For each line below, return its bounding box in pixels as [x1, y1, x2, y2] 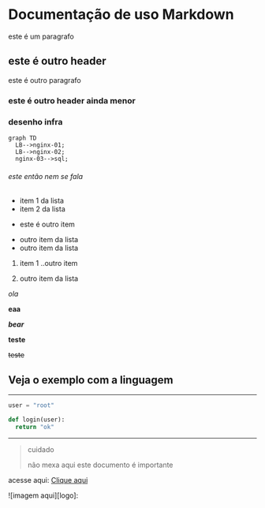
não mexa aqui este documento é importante [27, 460, 174, 469]
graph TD [8, 134, 37, 142]
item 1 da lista [19, 196, 65, 206]
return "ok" [15, 423, 55, 431]
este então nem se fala [8, 171, 84, 181]
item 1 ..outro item [19, 259, 78, 268]
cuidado [27, 444, 54, 454]
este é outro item [19, 219, 75, 230]
